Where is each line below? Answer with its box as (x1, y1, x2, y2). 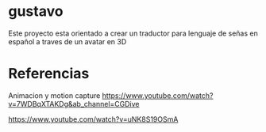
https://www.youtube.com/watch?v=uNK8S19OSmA (8, 114, 179, 124)
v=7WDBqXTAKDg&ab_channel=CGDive (8, 99, 140, 108)
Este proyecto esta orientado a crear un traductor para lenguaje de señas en (8, 28, 258, 38)
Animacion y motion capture (8, 90, 101, 100)
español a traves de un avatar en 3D (8, 36, 127, 46)
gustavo (8, 2, 64, 21)
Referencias (8, 65, 90, 83)
